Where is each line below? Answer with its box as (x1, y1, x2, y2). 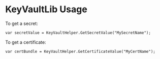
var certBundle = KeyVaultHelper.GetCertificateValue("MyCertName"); (5, 49, 156, 54)
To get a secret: (5, 20, 38, 26)
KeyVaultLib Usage (5, 4, 87, 15)
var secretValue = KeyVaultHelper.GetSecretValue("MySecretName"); (5, 30, 151, 35)
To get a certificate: (5, 39, 47, 45)
